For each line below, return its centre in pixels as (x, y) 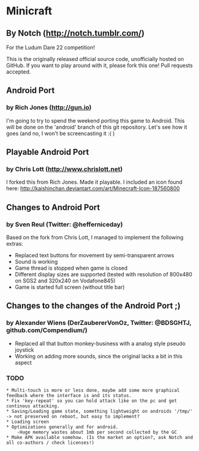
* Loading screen (28, 422)
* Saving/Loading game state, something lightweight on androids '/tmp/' (100, 412)
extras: (15, 244)
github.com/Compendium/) (47, 330)
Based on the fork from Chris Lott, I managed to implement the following (95, 237)
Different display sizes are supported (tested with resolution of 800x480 (103, 275)
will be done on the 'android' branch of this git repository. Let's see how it (97, 127)
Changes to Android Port (53, 207)
